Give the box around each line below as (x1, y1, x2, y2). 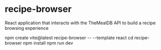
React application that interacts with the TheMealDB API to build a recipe (5, 20, 156, 26)
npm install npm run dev (23, 40, 74, 46)
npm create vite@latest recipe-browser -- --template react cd (5, 35, 133, 41)
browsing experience (5, 25, 49, 31)
